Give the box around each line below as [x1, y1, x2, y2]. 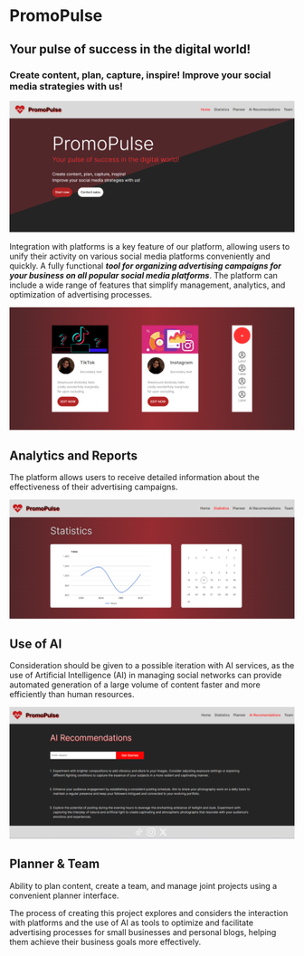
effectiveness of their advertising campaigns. [9, 481, 178, 493]
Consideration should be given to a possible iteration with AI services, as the [9, 660, 295, 671]
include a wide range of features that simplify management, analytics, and [9, 279, 286, 290]
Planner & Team [9, 857, 100, 872]
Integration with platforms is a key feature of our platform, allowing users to [9, 241, 290, 252]
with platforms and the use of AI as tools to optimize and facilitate [9, 917, 254, 928]
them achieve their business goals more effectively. [9, 936, 202, 947]
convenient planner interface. [9, 890, 119, 901]
